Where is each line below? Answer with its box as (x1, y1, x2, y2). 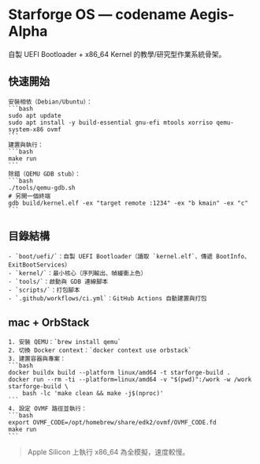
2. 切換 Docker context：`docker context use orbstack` (8, 346, 192, 355)
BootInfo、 (216, 252, 251, 260)
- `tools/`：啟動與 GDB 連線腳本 (8, 277, 109, 285)
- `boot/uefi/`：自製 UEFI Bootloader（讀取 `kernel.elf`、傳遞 (8, 252, 213, 260)
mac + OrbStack (8, 315, 90, 329)
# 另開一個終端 (8, 192, 51, 200)
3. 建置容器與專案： (8, 355, 66, 363)
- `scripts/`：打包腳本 (8, 286, 80, 294)
